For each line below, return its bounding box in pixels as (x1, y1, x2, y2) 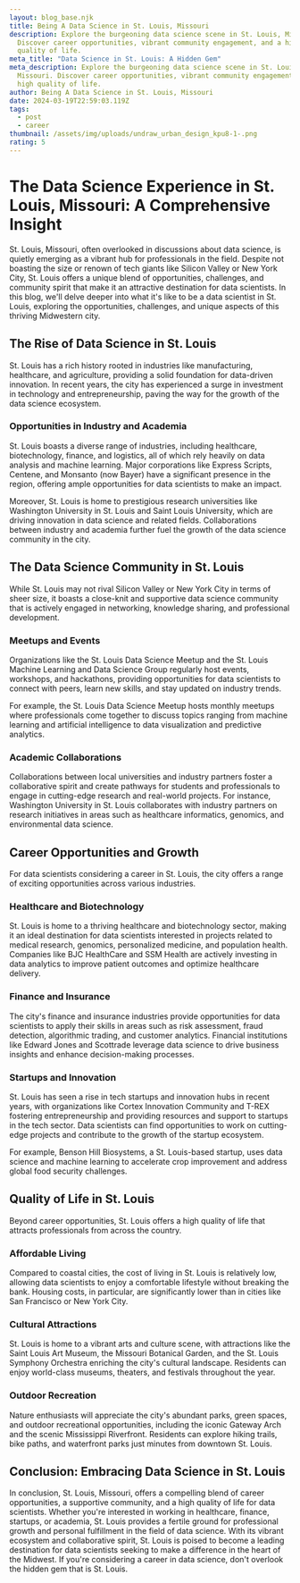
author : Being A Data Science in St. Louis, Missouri (9, 88, 214, 97)
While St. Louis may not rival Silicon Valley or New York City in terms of (9, 583, 271, 594)
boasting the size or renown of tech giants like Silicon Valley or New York (9, 263, 279, 274)
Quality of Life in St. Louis (9, 1191, 154, 1207)
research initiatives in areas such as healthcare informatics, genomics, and (9, 810, 284, 821)
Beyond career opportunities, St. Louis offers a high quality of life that (9, 1215, 266, 1225)
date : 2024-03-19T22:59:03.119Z (9, 96, 129, 105)
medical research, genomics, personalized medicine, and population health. (9, 939, 288, 950)
